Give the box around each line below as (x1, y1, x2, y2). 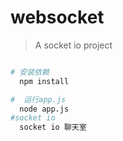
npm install (19, 76, 70, 86)
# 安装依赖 (10, 67, 50, 77)
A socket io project (34, 39, 113, 51)
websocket (10, 6, 105, 29)
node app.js (19, 104, 70, 114)
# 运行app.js (10, 94, 67, 105)
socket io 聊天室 (19, 122, 87, 133)
